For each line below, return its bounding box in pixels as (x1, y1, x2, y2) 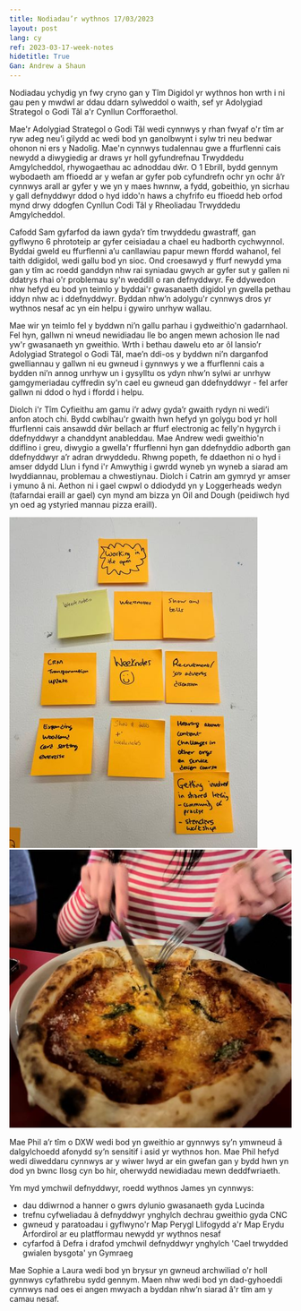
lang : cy (9, 33, 42, 42)
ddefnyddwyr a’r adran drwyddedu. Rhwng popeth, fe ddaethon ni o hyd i (9, 452, 280, 462)
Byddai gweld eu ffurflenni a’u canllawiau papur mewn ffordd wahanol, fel (9, 246, 281, 256)
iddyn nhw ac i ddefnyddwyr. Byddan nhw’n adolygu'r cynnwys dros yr (9, 294, 271, 304)
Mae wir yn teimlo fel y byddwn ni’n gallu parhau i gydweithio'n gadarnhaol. (9, 321, 288, 330)
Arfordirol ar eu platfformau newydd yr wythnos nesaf (21, 1229, 221, 1239)
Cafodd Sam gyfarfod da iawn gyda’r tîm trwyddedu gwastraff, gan (9, 227, 257, 237)
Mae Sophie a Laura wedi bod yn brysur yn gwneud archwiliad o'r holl (9, 1265, 268, 1276)
